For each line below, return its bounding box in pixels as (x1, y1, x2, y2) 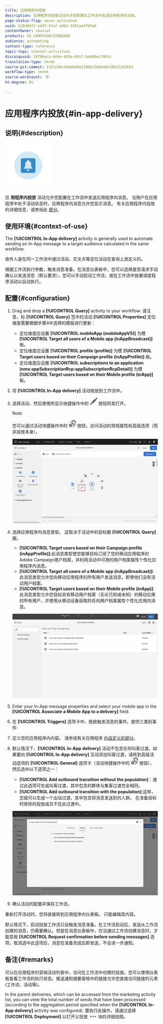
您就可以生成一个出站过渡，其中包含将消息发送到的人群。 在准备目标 (19, 795, 157, 801)
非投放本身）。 (12, 429, 40, 435)
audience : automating (5, 39, 49, 44)
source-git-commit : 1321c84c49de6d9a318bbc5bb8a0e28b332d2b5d (5, 64, 133, 69)
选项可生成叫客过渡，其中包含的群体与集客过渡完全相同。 (28, 783, 143, 788)
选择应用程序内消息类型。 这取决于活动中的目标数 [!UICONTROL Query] (12, 529, 156, 535)
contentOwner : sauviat (5, 28, 51, 34)
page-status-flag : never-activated (5, 18, 77, 23)
